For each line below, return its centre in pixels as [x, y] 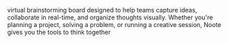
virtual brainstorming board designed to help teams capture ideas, [102, 10]
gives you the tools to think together [59, 32]
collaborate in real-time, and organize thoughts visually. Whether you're [110, 17]
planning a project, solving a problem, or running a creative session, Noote [114, 25]
